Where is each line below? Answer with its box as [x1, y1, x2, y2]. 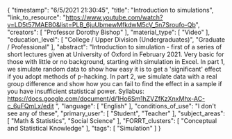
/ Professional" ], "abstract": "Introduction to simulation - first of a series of [7, 43, 222, 51]
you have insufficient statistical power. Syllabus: [7, 87, 144, 95]
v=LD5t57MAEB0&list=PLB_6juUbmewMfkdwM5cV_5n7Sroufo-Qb [7, 21, 196, 28]
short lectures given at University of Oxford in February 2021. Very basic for [7, 50, 224, 58]
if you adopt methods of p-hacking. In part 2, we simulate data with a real [7, 72, 217, 81]
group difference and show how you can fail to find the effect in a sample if [7, 80, 222, 88]
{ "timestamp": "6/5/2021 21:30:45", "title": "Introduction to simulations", [7, 6, 214, 14]
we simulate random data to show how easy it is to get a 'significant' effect [7, 65, 222, 73]
